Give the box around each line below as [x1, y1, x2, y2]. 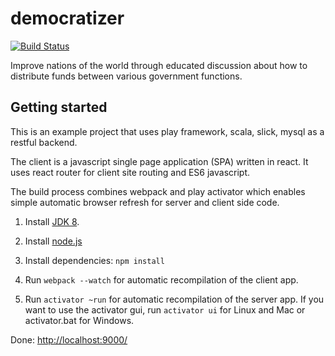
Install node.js [24, 235, 83, 247]
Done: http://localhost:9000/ [10, 333, 128, 346]
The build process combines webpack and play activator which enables [10, 185, 306, 197]
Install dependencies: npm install [24, 254, 165, 266]
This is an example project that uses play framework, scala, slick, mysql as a [10, 125, 325, 137]
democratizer [10, 7, 125, 30]
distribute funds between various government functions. [10, 70, 243, 82]
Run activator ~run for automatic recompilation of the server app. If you [24, 293, 325, 305]
